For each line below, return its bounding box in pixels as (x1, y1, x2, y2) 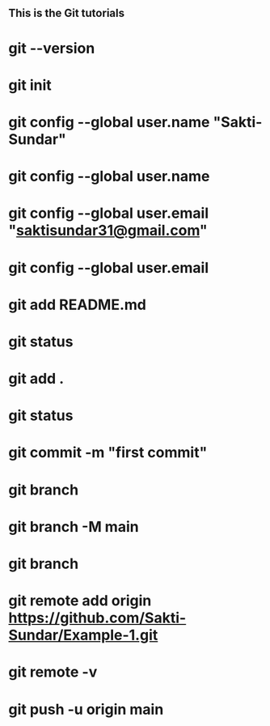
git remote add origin (8, 592, 152, 610)
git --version (8, 39, 95, 57)
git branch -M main (8, 517, 139, 536)
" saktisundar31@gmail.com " (8, 222, 208, 240)
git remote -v (8, 663, 98, 681)
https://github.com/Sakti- (8, 609, 187, 627)
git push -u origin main (8, 700, 164, 719)
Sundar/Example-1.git (8, 626, 158, 644)
